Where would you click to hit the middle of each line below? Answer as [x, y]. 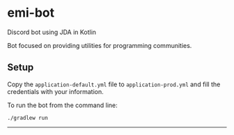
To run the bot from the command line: [63, 105]
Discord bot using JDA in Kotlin [52, 32]
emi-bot [31, 13]
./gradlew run [28, 118]
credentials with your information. [55, 91]
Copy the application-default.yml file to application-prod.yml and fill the [114, 84]
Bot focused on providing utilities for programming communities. [100, 45]
